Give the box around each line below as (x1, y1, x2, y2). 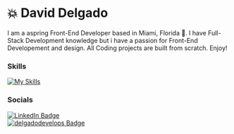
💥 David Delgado (7, 5, 109, 21)
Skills (7, 61, 27, 71)
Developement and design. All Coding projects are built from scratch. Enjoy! (7, 44, 228, 52)
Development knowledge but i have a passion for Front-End (25, 36, 199, 44)
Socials (7, 95, 33, 105)
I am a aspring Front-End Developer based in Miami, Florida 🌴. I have (7, 28, 207, 37)
